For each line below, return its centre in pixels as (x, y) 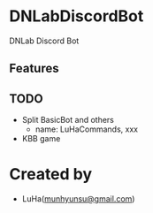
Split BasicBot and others (68, 120)
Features (34, 68)
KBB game (41, 139)
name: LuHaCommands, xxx (87, 129)
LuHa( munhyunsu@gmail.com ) (78, 199)
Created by (51, 175)
